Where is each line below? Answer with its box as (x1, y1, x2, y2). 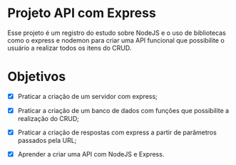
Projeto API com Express (7, 5, 157, 21)
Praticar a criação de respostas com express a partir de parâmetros (17, 128, 217, 137)
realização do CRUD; (17, 115, 80, 122)
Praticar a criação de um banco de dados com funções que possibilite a (17, 106, 230, 115)
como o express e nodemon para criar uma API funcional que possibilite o (7, 36, 225, 44)
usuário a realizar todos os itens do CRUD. (7, 43, 132, 52)
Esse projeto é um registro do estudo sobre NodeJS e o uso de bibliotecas (7, 28, 226, 37)
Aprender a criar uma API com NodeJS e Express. (17, 150, 165, 159)
